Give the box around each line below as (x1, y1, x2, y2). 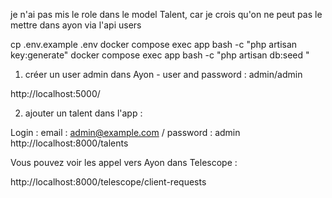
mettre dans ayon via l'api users (10, 19, 142, 31)
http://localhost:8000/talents (10, 137, 129, 149)
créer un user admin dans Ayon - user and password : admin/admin (24, 69, 303, 80)
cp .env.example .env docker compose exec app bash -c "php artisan (10, 39, 298, 50)
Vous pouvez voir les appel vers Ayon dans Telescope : (10, 157, 238, 168)
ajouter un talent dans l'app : (24, 107, 143, 119)
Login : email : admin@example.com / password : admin (10, 127, 241, 138)
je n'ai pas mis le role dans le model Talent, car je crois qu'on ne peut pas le (10, 9, 323, 20)
